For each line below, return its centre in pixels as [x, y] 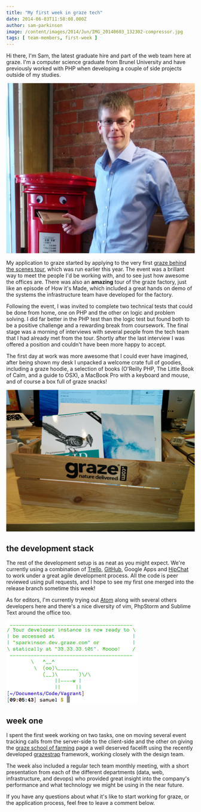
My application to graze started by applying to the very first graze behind [96, 263]
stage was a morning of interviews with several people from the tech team [98, 332]
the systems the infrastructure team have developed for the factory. [90, 295]
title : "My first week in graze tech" [54, 13]
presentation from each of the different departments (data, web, [85, 772]
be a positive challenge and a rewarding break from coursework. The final [97, 325]
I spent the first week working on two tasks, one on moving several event [96, 735]
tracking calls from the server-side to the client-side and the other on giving [100, 742]
